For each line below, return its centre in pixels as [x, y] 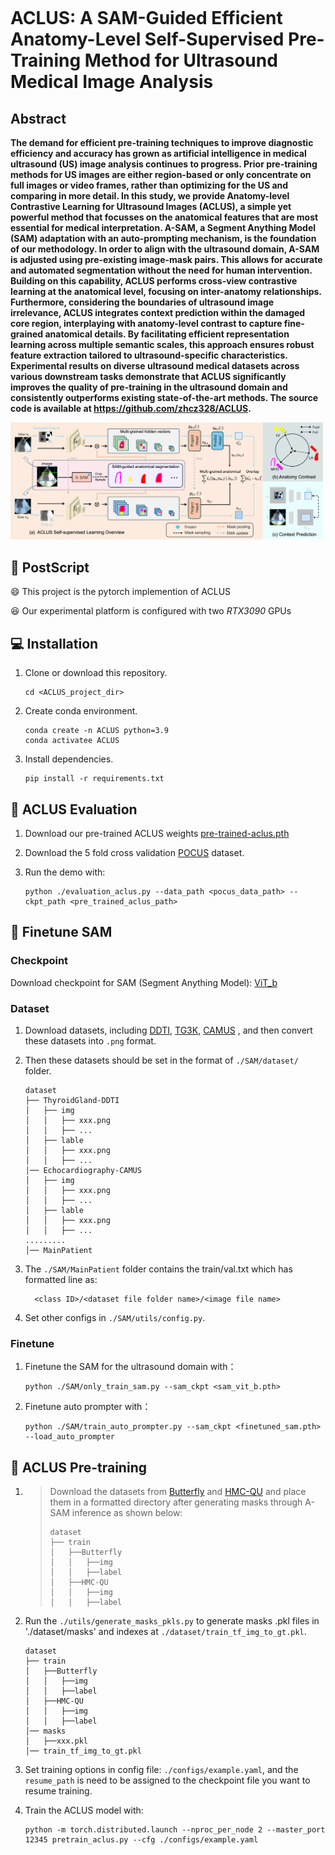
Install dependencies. [69, 759]
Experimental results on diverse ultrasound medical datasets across [155, 366]
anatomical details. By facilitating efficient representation [167, 334]
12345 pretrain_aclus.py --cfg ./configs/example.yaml [141, 1840]
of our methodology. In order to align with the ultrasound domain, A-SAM [165, 249]
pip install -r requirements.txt [94, 779]
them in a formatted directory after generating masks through [176, 1502]
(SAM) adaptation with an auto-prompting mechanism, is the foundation [163, 238]
